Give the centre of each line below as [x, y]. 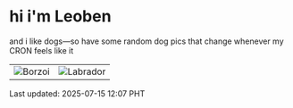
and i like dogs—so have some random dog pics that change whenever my [146, 41]
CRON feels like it [42, 50]
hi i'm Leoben [60, 17]
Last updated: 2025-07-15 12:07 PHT [77, 93]
